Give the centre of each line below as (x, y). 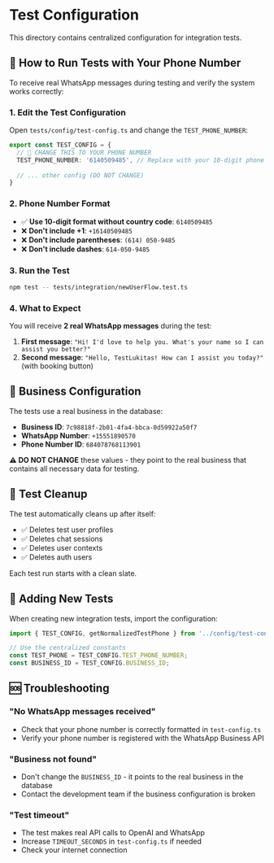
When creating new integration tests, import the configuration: (113, 618)
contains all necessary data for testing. (74, 469)
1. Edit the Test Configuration (68, 112)
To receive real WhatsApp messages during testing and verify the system (132, 82)
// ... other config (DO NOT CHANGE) (80, 175)
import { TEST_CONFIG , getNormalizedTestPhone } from (102, 633)
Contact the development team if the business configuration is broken (138, 794)
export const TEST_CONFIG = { (61, 145)
